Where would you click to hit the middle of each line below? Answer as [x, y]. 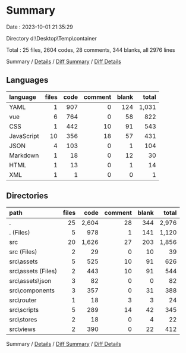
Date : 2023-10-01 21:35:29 [40, 27]
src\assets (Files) [33, 271]
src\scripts [24, 310]
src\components [32, 290]
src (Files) [23, 252]
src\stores [23, 319]
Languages [27, 80]
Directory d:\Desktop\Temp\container [51, 38]
